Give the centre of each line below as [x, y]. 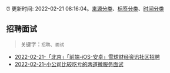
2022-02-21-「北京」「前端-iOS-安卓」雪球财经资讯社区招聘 [87, 57]
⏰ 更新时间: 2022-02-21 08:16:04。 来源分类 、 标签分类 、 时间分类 [85, 9]
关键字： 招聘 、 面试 [42, 44]
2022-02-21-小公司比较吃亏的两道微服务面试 [69, 64]
